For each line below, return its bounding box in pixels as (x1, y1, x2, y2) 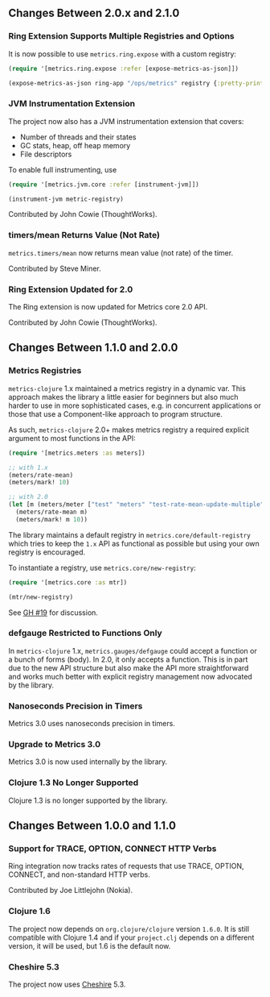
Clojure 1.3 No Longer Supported (8, 777, 139, 788)
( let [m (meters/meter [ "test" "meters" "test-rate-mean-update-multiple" (8, 501, 264, 509)
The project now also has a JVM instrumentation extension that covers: (8, 116, 244, 126)
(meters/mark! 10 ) (8, 479, 70, 487)
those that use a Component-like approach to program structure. (8, 409, 223, 418)
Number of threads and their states (19, 132, 137, 142)
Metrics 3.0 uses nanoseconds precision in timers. (8, 719, 175, 729)
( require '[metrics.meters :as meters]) (8, 449, 146, 457)
